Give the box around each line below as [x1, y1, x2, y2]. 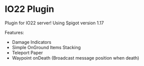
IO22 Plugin [5, 3, 55, 15]
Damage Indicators [12, 39, 52, 45]
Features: [5, 29, 25, 35]
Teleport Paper [12, 50, 43, 56]
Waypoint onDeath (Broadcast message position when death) [12, 55, 139, 61]
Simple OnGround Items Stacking [12, 44, 81, 50]
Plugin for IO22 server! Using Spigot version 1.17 [5, 20, 104, 26]
